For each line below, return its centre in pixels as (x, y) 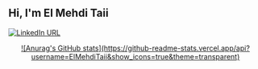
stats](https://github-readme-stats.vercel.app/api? (166, 48)
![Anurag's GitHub (51, 48)
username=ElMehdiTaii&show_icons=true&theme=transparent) (135, 56)
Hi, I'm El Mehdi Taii (58, 13)
